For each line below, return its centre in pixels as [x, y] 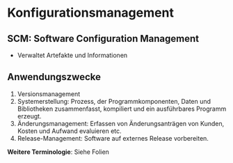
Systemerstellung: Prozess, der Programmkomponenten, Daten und [114, 101]
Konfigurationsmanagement [90, 13]
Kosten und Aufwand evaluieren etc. [69, 131]
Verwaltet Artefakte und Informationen [72, 55]
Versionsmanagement [49, 94]
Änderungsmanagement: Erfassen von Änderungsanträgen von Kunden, [121, 123]
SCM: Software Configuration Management [103, 39]
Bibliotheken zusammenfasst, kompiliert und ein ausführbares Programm [122, 109]
